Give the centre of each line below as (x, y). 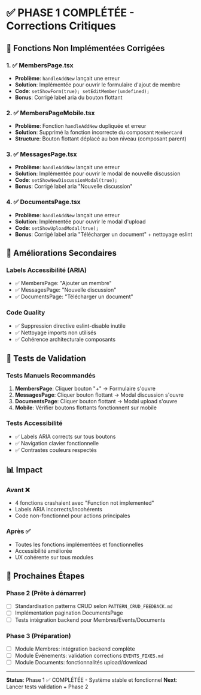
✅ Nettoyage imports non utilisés (56, 332)
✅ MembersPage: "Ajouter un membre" (63, 283)
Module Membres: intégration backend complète (75, 649)
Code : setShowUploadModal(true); (57, 227)
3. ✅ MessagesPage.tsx (42, 154)
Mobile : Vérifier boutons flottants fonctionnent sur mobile (86, 408)
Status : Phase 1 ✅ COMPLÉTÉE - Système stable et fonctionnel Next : (92, 680)
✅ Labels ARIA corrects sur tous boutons (65, 436)
